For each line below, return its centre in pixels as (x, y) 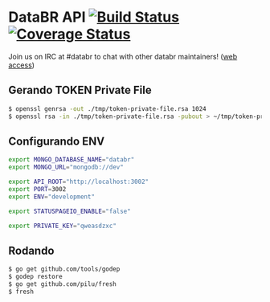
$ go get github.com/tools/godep (64, 269)
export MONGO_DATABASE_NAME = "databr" (72, 160)
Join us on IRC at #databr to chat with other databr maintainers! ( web (123, 56)
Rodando (31, 250)
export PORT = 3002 (37, 189)
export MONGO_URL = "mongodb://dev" (66, 167)
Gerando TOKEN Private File (80, 90)
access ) (21, 65)
